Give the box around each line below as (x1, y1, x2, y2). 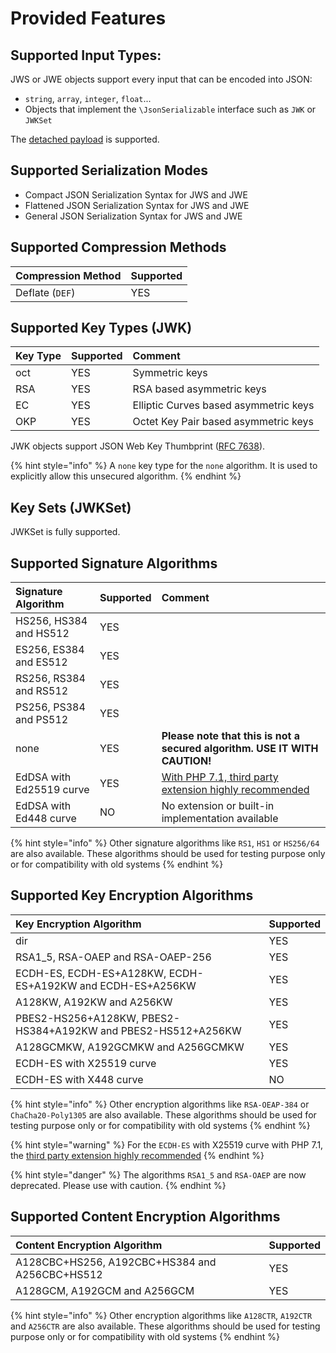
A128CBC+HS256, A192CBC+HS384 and (15, 1255, 217, 1269)
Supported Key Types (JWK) (10, 320, 193, 337)
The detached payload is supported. (10, 133, 160, 145)
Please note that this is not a (161, 729, 300, 743)
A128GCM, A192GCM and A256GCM (15, 1283, 195, 1297)
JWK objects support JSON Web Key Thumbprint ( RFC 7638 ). (10, 440, 266, 452)
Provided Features (10, 7, 167, 30)
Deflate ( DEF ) (15, 285, 76, 299)
